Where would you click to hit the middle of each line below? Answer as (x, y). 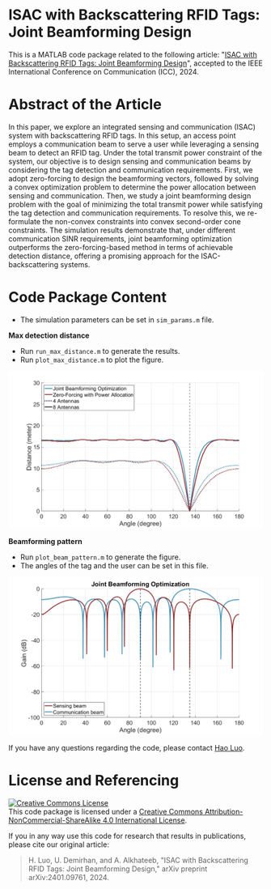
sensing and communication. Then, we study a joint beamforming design (130, 195)
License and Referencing (94, 781)
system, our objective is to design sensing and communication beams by (130, 161)
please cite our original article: (59, 844)
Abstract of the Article (85, 105)
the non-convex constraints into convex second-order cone (141, 221)
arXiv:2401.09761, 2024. (68, 877)
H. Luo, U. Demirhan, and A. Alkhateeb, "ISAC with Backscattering (138, 860)
